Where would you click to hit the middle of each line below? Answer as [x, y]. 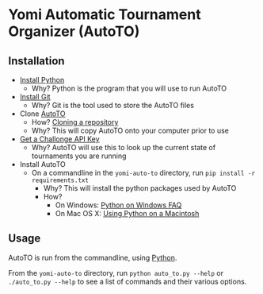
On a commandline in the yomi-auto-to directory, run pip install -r [143, 173]
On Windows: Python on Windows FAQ [118, 205]
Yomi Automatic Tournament [105, 15]
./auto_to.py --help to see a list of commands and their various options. [128, 281]
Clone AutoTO [42, 114]
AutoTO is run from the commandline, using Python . [93, 257]
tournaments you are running [79, 156]
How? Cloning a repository [75, 122]
